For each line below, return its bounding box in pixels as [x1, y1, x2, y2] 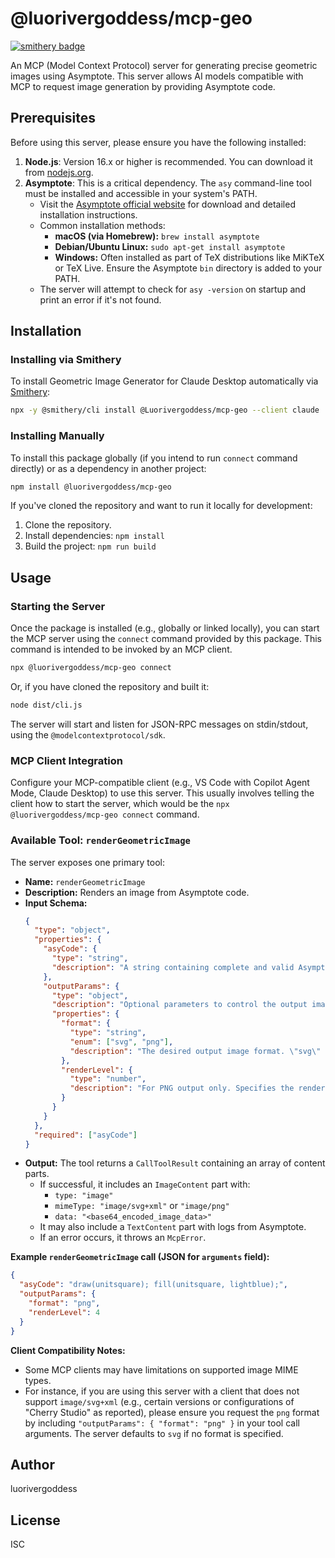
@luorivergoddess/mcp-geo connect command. [10, 808, 200, 821]
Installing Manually [10, 429, 105, 443]
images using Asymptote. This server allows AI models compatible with [10, 70, 304, 82]
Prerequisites [10, 110, 96, 127]
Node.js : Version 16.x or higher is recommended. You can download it [24, 155, 313, 167]
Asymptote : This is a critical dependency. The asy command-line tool [24, 177, 312, 189]
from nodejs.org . [24, 166, 94, 178]
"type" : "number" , [69, 1074, 147, 1084]
